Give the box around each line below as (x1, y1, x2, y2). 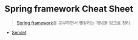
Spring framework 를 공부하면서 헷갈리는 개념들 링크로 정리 (16, 20, 130, 26)
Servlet (11, 29, 26, 35)
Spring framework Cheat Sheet (4, 3, 134, 14)
